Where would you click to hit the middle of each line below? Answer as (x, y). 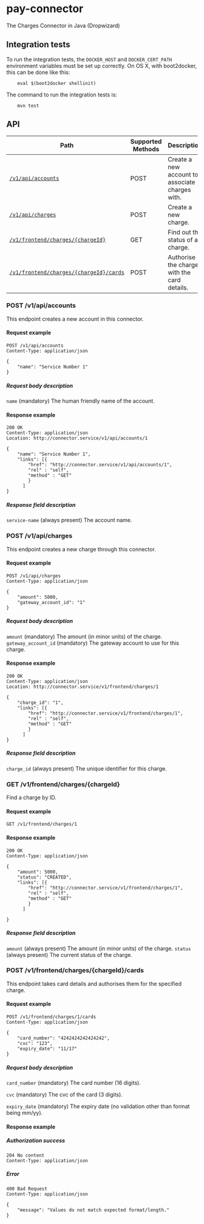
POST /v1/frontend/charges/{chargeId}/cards (75, 970)
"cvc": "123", (35, 1044)
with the (179, 272)
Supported (146, 141)
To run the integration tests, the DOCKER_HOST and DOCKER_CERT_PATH (89, 59)
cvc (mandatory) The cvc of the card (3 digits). (64, 1094)
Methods (146, 149)
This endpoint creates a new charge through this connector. (81, 549)
